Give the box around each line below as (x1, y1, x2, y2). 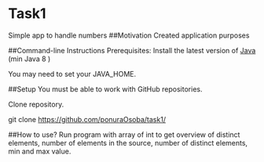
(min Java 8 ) (8, 54, 51, 63)
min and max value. (8, 146, 71, 156)
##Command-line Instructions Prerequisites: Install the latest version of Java (8, 45, 256, 55)
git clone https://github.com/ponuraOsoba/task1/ (8, 114, 167, 124)
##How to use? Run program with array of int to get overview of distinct (8, 130, 240, 139)
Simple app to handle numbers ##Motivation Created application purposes (8, 31, 250, 40)
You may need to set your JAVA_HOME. (8, 69, 137, 78)
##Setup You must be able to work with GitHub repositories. (8, 84, 203, 94)
